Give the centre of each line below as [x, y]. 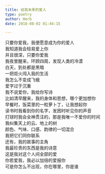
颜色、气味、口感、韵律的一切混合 [40, 129]
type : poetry [18, 14]
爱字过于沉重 [18, 86]
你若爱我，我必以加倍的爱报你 [35, 160]
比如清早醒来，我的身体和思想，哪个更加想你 [51, 98]
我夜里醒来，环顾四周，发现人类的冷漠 [44, 61]
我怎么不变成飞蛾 [22, 80]
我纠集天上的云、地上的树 [31, 123]
